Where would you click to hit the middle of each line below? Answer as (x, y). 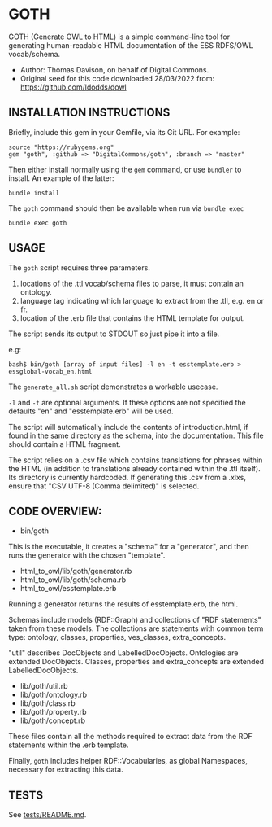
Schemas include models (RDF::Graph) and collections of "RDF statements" (135, 620)
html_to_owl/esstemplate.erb (68, 589)
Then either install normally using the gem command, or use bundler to (125, 169)
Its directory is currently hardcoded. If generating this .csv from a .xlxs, (127, 477)
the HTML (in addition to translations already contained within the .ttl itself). (135, 468)
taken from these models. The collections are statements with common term (136, 628)
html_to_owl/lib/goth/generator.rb (76, 571)
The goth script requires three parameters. (79, 267)
